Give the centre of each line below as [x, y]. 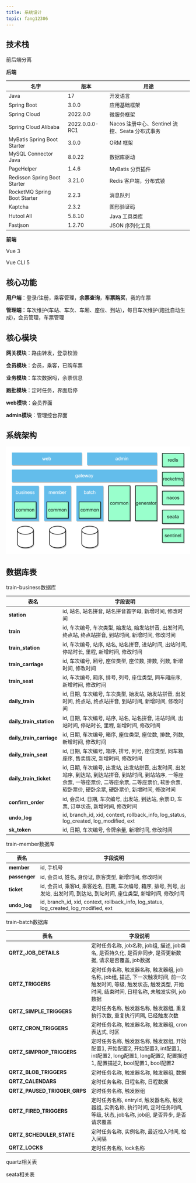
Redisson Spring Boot [34, 177]
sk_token [20, 830]
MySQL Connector [31, 154]
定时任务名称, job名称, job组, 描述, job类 [139, 946]
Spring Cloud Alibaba [34, 127]
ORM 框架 [121, 143]
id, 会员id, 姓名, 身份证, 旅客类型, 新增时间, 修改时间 [101, 877]
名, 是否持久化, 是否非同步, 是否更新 [134, 953]
